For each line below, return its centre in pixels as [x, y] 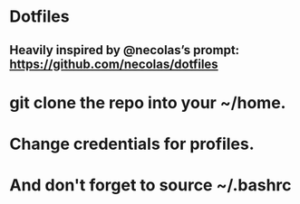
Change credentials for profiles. [132, 144]
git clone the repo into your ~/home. [148, 102]
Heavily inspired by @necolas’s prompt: [125, 50]
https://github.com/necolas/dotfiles [114, 64]
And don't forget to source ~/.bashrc [150, 185]
